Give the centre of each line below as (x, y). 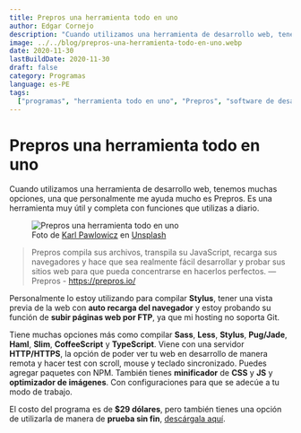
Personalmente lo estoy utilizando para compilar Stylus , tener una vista (141, 299)
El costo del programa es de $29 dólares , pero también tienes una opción (146, 410)
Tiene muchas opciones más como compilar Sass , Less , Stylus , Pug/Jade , (149, 335)
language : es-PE (39, 84)
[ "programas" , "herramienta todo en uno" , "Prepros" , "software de (146, 101)
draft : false (34, 68)
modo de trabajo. (41, 392)
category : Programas (48, 76)
